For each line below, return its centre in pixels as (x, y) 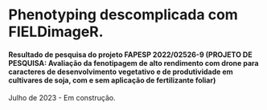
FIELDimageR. (56, 32)
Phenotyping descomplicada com (123, 15)
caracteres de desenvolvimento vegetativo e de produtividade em (121, 71)
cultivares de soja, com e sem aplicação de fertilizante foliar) (112, 80)
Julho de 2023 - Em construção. (62, 98)
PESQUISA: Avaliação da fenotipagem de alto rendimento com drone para (133, 63)
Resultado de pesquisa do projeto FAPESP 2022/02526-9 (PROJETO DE (130, 55)
